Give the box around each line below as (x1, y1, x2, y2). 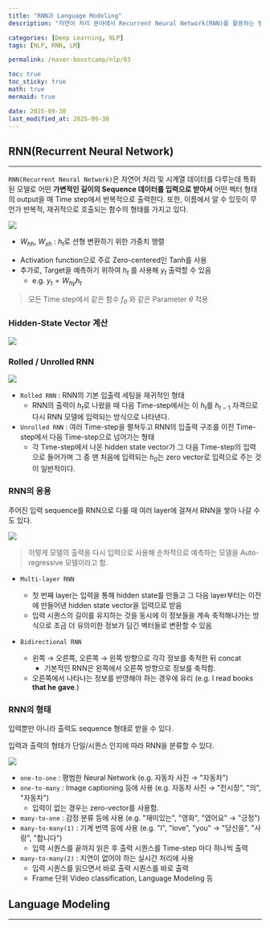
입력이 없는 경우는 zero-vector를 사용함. (31, 803, 159, 813)
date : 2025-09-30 (8, 107, 67, 115)
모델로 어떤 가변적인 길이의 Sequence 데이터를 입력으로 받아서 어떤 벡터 (16, 184, 243, 194)
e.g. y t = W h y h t (31, 275, 82, 287)
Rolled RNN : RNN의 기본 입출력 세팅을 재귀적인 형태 (19, 390, 185, 400)
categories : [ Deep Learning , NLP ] (8, 34, 125, 42)
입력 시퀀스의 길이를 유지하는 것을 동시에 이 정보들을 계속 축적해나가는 (31, 610, 252, 620)
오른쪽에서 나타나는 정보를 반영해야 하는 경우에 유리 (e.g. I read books (31, 673, 254, 683)
